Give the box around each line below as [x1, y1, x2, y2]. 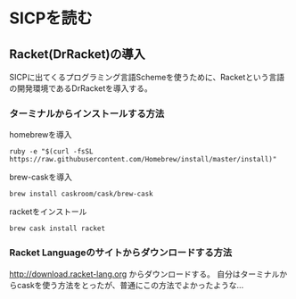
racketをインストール [9, 206, 87, 217]
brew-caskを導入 [9, 171, 73, 183]
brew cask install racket [9, 224, 105, 233]
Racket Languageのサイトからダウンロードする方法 [9, 246, 233, 259]
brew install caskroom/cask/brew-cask [9, 189, 153, 199]
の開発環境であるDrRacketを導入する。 [9, 83, 153, 94]
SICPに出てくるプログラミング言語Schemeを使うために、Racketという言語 [9, 72, 285, 82]
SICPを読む [9, 8, 94, 29]
